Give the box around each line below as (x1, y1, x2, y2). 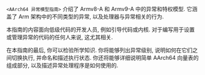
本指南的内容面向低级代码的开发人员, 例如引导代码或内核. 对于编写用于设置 (6, 26, 195, 33)
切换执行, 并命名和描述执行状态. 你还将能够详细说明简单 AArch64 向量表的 (11, 54, 199, 61)
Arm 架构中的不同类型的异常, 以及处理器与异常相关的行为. (18, 13, 164, 20)
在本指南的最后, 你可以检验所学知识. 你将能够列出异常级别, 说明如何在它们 (6, 46, 193, 54)
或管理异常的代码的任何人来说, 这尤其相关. (6, 34, 113, 41)
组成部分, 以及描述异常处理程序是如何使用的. (6, 62, 119, 69)
